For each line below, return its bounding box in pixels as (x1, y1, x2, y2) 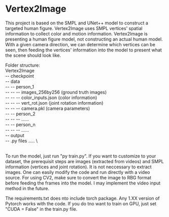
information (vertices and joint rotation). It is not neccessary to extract (5, 164, 152, 170)
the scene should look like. (5, 52, 61, 58)
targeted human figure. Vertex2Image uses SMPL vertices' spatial (5, 25, 143, 31)
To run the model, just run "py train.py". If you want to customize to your (5, 153, 156, 159)
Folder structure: (5, 62, 41, 68)
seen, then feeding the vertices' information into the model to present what (5, 47, 162, 53)
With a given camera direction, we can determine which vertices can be (5, 41, 156, 47)
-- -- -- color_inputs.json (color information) (5, 95, 97, 101)
